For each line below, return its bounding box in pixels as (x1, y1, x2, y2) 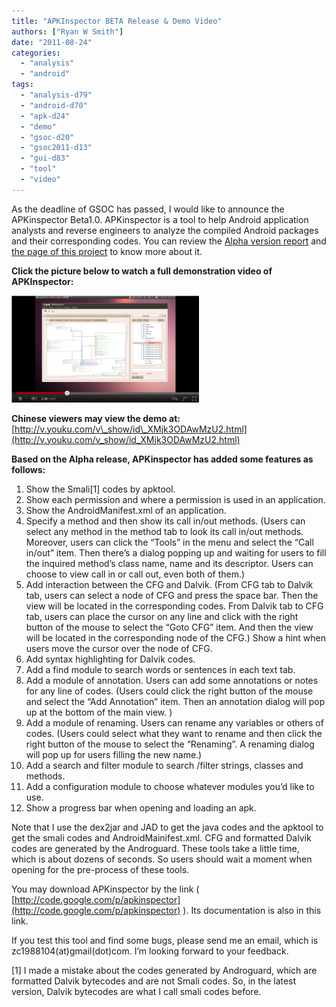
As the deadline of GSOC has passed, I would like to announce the (11, 203, 285, 215)
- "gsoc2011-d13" (20, 143, 93, 153)
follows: (11, 463, 46, 475)
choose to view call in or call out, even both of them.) (25, 568, 246, 580)
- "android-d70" (20, 100, 88, 110)
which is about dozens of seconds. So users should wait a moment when (11, 853, 313, 865)
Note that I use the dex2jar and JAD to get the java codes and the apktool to (11, 821, 324, 833)
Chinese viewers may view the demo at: (11, 412, 181, 424)
